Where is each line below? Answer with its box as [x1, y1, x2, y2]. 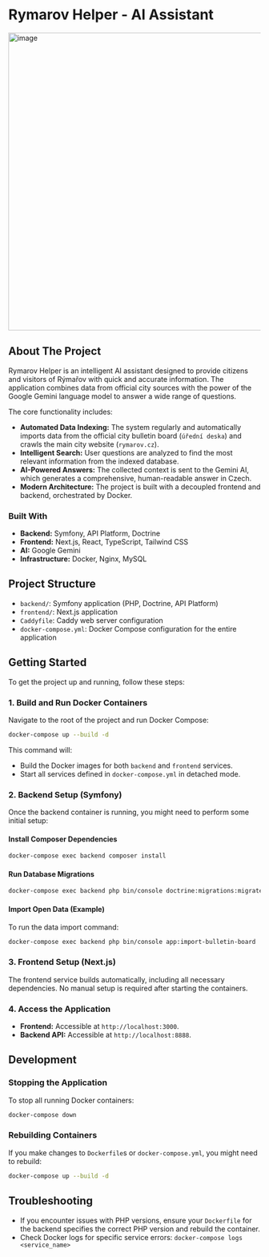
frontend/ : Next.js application [19, 607, 118, 616]
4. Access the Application [8, 1003, 110, 1014]
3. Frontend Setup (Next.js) [8, 957, 116, 968]
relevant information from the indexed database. [19, 456, 179, 466]
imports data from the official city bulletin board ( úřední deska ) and [19, 431, 242, 440]
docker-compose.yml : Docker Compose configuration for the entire [19, 624, 237, 633]
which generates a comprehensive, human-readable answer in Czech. [19, 473, 252, 483]
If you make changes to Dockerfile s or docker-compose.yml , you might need [8, 1147, 258, 1158]
